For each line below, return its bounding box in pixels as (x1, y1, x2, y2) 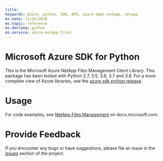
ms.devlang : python (5, 26, 45, 31)
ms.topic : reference (5, 21, 48, 26)
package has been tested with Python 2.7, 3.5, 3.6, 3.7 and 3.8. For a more (5, 72, 156, 79)
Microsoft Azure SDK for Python (5, 51, 140, 63)
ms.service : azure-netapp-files (5, 30, 72, 35)
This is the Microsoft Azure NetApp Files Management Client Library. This (5, 67, 155, 73)
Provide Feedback (5, 129, 81, 140)
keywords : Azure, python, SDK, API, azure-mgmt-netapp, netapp (5, 12, 138, 17)
